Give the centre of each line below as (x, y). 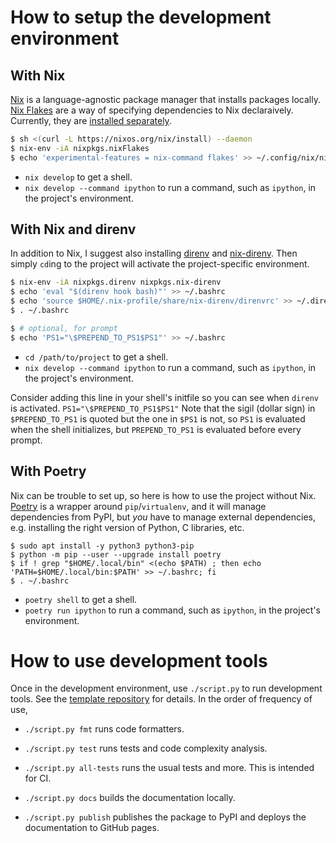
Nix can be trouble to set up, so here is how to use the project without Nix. (163, 495)
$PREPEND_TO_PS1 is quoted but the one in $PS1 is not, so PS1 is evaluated (158, 418)
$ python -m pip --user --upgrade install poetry (116, 554)
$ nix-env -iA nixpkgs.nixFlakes (80, 148)
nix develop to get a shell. (78, 177)
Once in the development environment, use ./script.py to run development (166, 688)
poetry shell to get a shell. (81, 599)
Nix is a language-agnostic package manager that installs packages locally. (165, 99)
